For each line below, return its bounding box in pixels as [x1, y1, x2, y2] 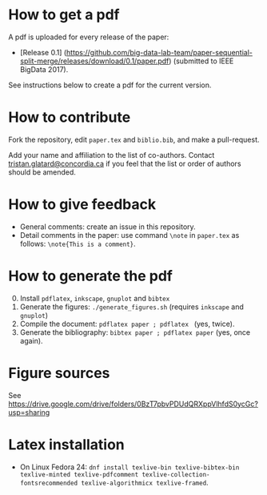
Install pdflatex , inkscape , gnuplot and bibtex [19, 293, 170, 303]
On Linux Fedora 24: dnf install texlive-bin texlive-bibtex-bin [19, 462, 240, 472]
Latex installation [8, 435, 126, 453]
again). [19, 336, 43, 345]
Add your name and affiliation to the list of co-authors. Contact [8, 150, 215, 159]
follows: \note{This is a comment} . [19, 239, 136, 248]
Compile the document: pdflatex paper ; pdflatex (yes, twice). [19, 319, 235, 328]
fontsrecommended [19, 479, 78, 487]
